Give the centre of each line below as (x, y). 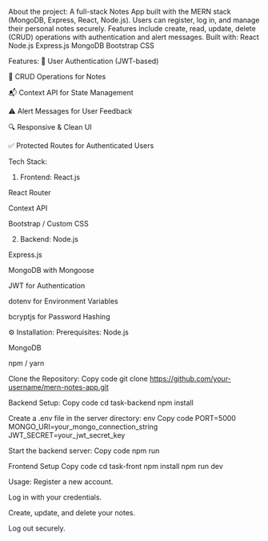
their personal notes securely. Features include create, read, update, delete (132, 28)
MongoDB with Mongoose (51, 270)
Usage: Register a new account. (61, 482)
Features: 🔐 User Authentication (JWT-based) (84, 61)
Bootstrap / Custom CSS (49, 224)
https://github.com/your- (190, 379)
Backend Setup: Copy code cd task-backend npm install (101, 403)
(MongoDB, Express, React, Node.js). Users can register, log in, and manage (134, 20)
